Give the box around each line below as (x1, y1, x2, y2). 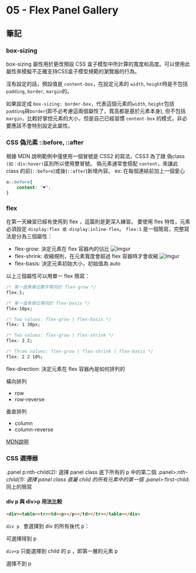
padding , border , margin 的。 (6, 88, 72, 95)
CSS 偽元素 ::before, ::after (6, 138, 84, 146)
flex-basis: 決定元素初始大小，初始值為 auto (14, 260, 121, 267)
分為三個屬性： (16, 233, 53, 240)
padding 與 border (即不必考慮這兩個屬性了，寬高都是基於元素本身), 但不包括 (6, 107, 186, 115)
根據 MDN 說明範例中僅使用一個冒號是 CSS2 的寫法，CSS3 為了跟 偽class (6, 153, 185, 160)
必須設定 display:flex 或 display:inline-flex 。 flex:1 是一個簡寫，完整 (6, 226, 184, 233)
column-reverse (14, 425, 54, 433)
